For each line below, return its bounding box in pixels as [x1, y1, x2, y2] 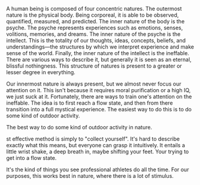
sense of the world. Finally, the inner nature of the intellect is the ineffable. [6, 50, 190, 56]
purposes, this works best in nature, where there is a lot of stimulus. [6, 172, 174, 179]
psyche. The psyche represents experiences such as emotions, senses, [6, 24, 183, 31]
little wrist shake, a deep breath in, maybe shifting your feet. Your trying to [6, 148, 189, 155]
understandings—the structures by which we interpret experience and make [6, 43, 195, 50]
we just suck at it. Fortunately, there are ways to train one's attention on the [6, 93, 192, 100]
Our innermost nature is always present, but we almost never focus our [6, 80, 181, 87]
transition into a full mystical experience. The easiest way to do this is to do [6, 106, 192, 113]
